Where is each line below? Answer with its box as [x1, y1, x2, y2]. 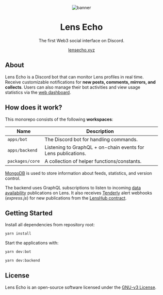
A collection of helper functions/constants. [44, 157, 142, 164]
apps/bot [7, 137, 28, 142]
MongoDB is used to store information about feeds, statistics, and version [5, 170, 152, 176]
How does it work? [5, 104, 63, 112]
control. [5, 175, 21, 181]
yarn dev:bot [5, 249, 32, 254]
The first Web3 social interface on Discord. [38, 37, 125, 43]
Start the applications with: [5, 240, 59, 246]
